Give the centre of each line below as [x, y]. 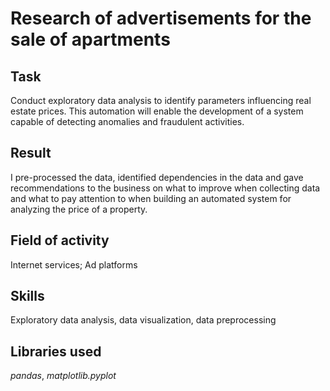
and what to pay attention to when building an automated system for [151, 198]
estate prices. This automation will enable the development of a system [157, 111]
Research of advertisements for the [161, 18]
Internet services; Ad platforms [74, 264]
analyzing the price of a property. [79, 209]
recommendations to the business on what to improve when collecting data [165, 188]
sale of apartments [90, 39]
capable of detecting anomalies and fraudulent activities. [127, 121]
